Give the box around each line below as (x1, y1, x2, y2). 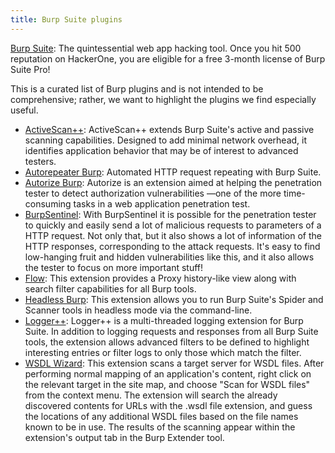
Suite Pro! (10, 63, 51, 75)
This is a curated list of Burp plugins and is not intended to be (10, 82, 264, 95)
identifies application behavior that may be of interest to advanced (24, 144, 299, 156)
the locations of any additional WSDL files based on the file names (24, 410, 299, 422)
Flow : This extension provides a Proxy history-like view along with (24, 272, 297, 284)
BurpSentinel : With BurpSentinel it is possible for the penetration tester (24, 208, 317, 220)
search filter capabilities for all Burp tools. (24, 282, 197, 295)
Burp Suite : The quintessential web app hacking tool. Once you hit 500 (10, 42, 302, 54)
